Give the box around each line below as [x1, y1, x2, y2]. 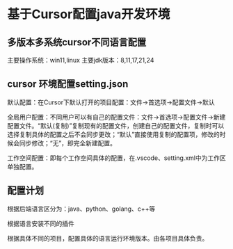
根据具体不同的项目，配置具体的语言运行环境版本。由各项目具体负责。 [7, 234, 209, 242]
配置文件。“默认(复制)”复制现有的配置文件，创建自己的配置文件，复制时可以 [7, 121, 225, 129]
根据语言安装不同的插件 [7, 219, 74, 227]
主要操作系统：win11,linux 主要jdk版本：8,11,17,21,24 [7, 56, 154, 64]
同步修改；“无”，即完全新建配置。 [19, 138, 117, 147]
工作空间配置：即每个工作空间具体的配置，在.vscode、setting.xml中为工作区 [7, 154, 226, 162]
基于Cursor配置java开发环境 [7, 6, 170, 22]
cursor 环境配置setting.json [7, 78, 129, 90]
